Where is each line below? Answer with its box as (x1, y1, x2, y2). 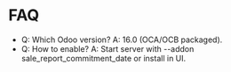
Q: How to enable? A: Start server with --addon (20, 43, 195, 54)
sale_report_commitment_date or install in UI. (20, 53, 187, 63)
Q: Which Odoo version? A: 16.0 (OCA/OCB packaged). (20, 34, 223, 45)
